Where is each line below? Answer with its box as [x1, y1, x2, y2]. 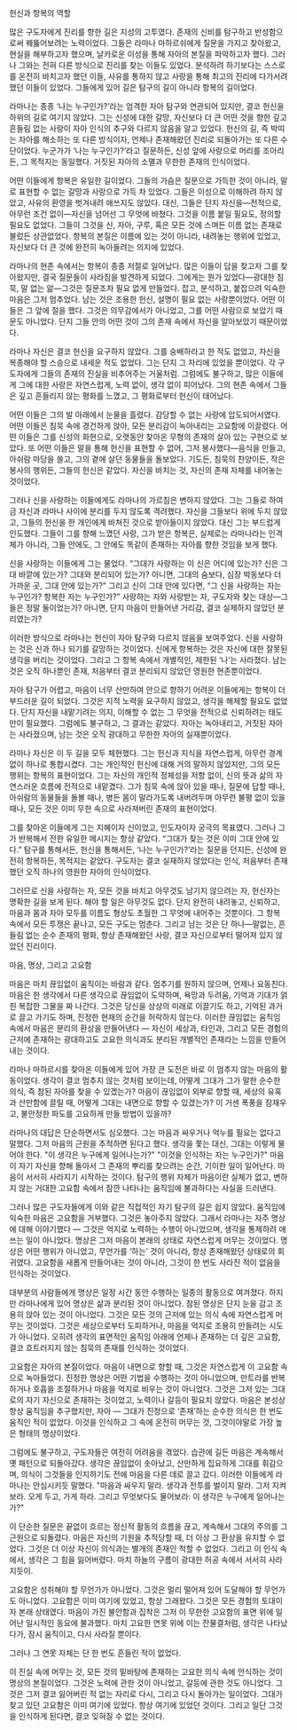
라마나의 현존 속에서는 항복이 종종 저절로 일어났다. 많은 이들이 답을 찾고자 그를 [9, 261, 279, 271]
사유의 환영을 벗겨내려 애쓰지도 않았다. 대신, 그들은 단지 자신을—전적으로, [27, 198, 282, 208]
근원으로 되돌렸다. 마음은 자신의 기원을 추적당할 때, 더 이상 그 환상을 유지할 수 [9, 1532, 277, 1543]
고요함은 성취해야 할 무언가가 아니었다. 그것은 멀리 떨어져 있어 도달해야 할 [9, 1584, 262, 1595]
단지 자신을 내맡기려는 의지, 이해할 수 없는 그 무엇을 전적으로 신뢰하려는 [20, 707, 267, 717]
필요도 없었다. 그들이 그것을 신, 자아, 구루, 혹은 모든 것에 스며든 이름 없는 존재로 [9, 220, 283, 230]
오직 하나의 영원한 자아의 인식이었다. [25, 866, 152, 877]
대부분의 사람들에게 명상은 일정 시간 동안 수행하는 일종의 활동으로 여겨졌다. [9, 1287, 268, 1298]
